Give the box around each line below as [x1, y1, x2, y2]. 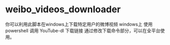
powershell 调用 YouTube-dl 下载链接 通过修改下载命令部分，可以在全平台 [5, 27, 161, 34]
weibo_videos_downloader [5, 4, 121, 15]
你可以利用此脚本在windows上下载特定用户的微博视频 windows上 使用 [5, 21, 153, 27]
